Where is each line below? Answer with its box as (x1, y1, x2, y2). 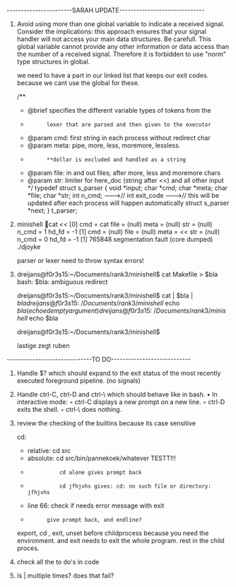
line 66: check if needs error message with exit (27, 501, 165, 510)
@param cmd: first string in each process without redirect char (27, 134, 211, 142)
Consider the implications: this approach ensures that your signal (16, 28, 206, 35)
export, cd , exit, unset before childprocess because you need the (16, 529, 209, 537)
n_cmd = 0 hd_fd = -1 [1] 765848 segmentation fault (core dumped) (16, 235, 213, 243)
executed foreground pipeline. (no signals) (16, 376, 141, 385)
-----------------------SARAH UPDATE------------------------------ (6, 6, 205, 14)
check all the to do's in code (16, 558, 100, 566)
